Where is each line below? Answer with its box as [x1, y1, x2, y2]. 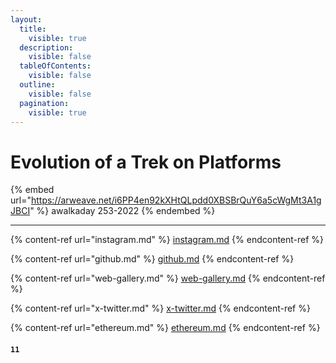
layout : [10, 14, 43, 25]
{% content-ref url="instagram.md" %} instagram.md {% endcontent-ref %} [10, 234, 325, 246]
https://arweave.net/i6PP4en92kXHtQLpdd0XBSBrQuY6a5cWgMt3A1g [30, 194, 322, 206]
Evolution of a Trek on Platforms [10, 151, 282, 173]
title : [19, 24, 47, 34]
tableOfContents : [19, 61, 92, 71]
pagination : [19, 98, 70, 108]
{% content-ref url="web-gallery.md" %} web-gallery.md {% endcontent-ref [10, 272, 326, 285]
